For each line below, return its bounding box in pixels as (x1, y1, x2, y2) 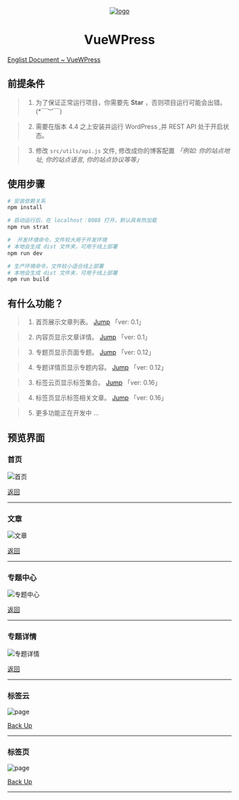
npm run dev (7, 250, 43, 257)
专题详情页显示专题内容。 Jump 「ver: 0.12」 (35, 363, 168, 372)
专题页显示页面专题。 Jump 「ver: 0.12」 (35, 348, 155, 357)
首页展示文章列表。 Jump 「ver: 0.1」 (35, 318, 145, 326)
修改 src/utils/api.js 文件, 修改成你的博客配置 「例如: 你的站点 (35, 146, 224, 155)
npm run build (7, 275, 50, 283)
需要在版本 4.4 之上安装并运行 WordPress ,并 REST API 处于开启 (35, 122, 223, 131)
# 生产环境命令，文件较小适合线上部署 (7, 263, 105, 270)
